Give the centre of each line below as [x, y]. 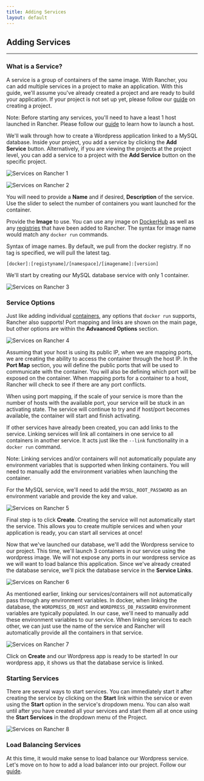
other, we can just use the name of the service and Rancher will [86, 626]
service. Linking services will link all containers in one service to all [90, 434]
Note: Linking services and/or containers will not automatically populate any [101, 458]
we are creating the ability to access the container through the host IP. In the [102, 359]
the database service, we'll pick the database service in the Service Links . [100, 570]
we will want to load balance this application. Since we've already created [99, 563]
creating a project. [29, 105]
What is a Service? [34, 66]
